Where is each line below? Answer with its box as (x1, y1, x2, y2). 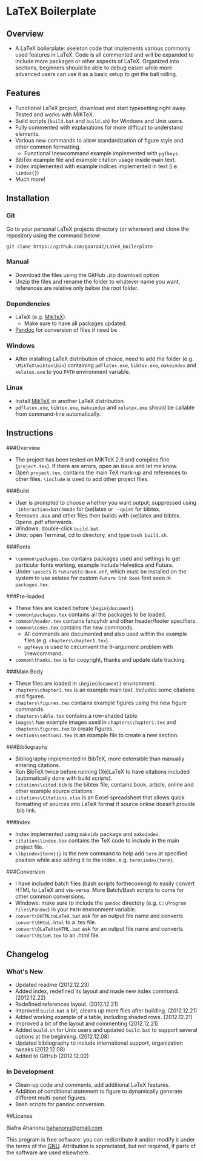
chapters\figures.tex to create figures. (15, 724, 114, 732)
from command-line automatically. (15, 410, 101, 418)
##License (6, 1112, 33, 1120)
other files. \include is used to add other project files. (15, 475, 150, 482)
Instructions (6, 428, 53, 438)
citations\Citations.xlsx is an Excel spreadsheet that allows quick (15, 793, 185, 801)
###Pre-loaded (6, 592, 45, 600)
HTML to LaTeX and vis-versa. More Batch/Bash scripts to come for (15, 886, 184, 893)
